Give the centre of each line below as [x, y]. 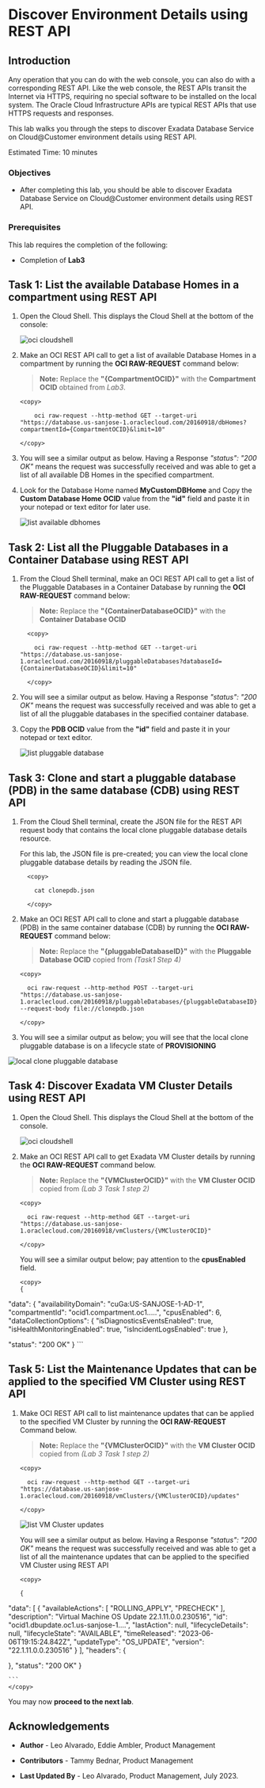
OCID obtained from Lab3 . [83, 387]
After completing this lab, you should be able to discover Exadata [126, 190]
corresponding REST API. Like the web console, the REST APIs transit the [127, 88]
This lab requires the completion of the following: [88, 245]
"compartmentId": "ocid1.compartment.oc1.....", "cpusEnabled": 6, [115, 1312]
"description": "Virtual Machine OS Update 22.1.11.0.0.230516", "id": [118, 1616]
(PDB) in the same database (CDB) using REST [124, 790]
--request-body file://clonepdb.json [82, 1009]
